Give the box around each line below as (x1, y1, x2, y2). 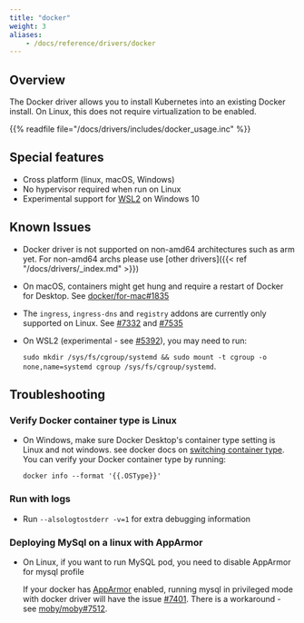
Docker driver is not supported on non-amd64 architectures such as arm (22, 243, 295, 254)
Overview (9, 72, 66, 87)
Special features (9, 150, 104, 165)
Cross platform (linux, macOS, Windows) (22, 173, 175, 184)
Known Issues (9, 220, 92, 235)
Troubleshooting (9, 387, 106, 402)
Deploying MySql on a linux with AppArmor (9, 536, 203, 549)
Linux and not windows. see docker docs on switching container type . (22, 444, 285, 455)
